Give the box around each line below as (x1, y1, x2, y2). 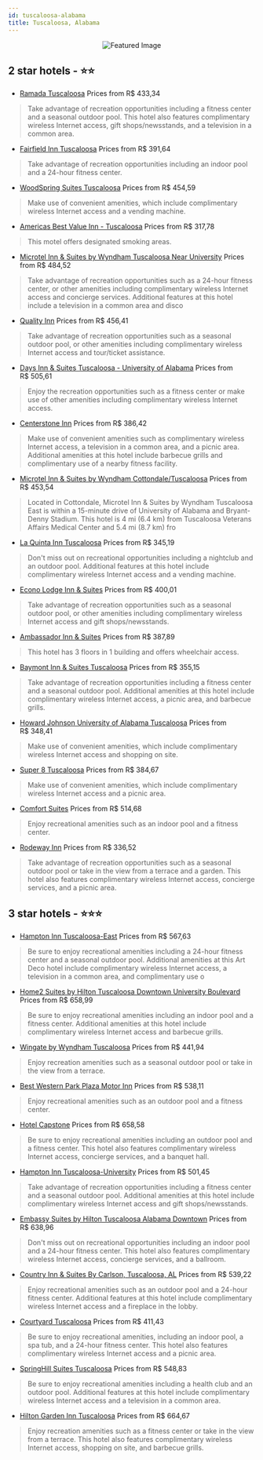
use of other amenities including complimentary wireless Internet (27, 395, 238, 404)
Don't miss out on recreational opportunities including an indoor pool (27, 1238, 250, 1247)
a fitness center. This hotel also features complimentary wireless (27, 1143, 237, 1153)
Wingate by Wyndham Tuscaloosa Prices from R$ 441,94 (19, 1042, 205, 1052)
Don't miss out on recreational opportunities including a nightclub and (27, 553, 254, 562)
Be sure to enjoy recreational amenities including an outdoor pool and (27, 1136, 253, 1145)
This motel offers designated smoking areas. (27, 237, 172, 247)
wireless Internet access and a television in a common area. (27, 1396, 221, 1406)
